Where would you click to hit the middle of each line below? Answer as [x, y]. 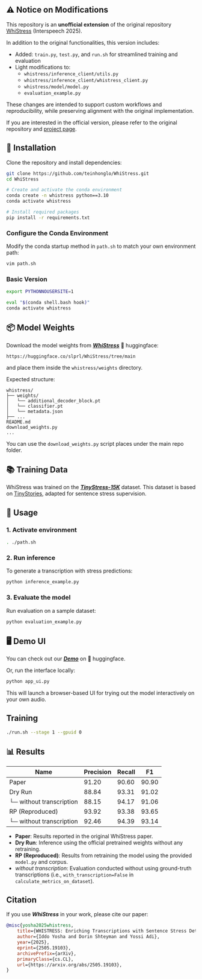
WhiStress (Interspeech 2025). [44, 31]
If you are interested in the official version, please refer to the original [92, 122]
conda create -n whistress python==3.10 [58, 195]
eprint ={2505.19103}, [44, 948]
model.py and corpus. [41, 861]
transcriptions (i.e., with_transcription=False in [74, 875]
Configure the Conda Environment [57, 233]
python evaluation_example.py [44, 622]
